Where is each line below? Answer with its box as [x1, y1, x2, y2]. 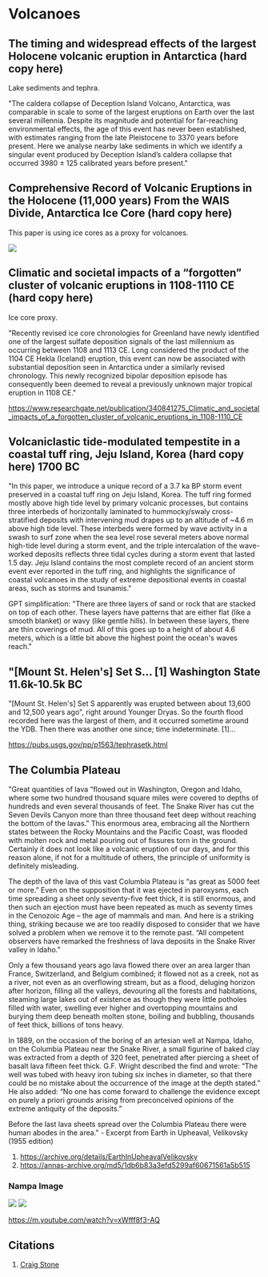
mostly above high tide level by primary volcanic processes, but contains [8, 498, 249, 508]
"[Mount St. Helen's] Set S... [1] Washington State [8, 665, 261, 679]
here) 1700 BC [8, 460, 80, 474]
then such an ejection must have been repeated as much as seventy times [8, 902, 254, 912]
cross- [211, 507, 234, 517]
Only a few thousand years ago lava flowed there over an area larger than [8, 960, 250, 971]
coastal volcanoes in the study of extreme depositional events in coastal [8, 575, 246, 585]
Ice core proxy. [8, 312, 58, 322]
